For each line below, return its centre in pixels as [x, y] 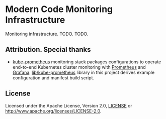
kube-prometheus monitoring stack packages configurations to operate [87, 62]
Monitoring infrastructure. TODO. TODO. [47, 34]
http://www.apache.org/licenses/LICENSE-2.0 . [53, 111]
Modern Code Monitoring [59, 9]
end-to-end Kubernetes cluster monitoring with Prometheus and [79, 67]
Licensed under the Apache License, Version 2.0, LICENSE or [69, 105]
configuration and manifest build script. [53, 78]
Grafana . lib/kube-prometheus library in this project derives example [84, 72]
